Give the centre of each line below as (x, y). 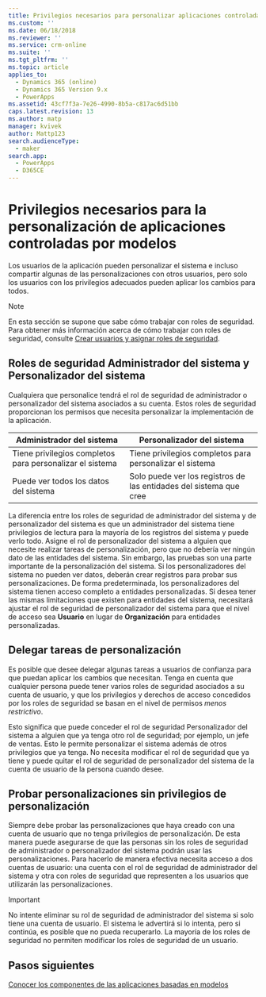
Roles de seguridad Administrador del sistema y (129, 363)
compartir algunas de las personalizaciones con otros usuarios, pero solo (128, 274)
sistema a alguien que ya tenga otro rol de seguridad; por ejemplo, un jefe (129, 735)
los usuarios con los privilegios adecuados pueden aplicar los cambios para (132, 282)
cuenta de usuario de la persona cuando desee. (86, 769)
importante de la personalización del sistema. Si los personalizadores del (127, 566)
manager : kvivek (35, 126)
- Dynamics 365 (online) (56, 82)
